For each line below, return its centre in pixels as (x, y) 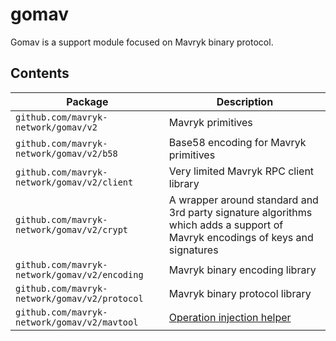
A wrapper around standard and (243, 200)
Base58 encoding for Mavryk (237, 142)
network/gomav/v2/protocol (79, 298)
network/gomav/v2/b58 (66, 153)
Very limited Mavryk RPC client (241, 171)
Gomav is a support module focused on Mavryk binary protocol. (142, 42)
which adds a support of (226, 225)
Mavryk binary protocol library (240, 293)
